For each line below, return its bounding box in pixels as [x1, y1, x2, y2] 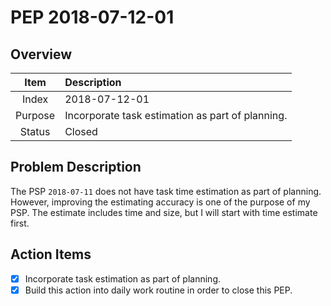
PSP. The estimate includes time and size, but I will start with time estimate [10, 206, 318, 218]
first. [10, 217, 30, 229]
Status [19, 125, 51, 138]
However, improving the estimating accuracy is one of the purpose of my [10, 196, 311, 208]
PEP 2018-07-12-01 [10, 6, 175, 29]
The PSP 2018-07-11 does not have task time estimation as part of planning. [10, 185, 322, 197]
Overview [10, 46, 73, 63]
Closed [64, 125, 98, 138]
